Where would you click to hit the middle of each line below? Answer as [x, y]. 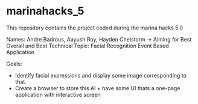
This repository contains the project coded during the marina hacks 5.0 [94, 28]
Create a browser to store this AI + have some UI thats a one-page [97, 88]
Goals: [14, 64]
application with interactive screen [58, 94]
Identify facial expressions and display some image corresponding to [101, 75]
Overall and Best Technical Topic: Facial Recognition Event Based [88, 46]
